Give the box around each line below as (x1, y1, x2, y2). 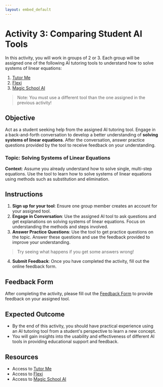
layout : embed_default (5, 7, 51, 12)
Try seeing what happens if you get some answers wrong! (17, 249, 134, 255)
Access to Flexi (12, 371, 43, 377)
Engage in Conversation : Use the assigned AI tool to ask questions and (12, 214, 157, 219)
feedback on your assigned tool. (5, 296, 70, 302)
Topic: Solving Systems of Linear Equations (5, 154, 111, 161)
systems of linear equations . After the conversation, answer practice (5, 137, 145, 143)
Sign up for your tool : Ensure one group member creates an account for (12, 203, 158, 209)
